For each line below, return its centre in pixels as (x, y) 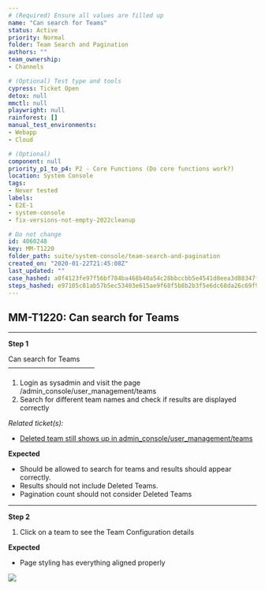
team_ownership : (35, 60)
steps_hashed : (32, 286)
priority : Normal (37, 37)
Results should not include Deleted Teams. (89, 486)
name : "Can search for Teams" (58, 23)
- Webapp (22, 133)
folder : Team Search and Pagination (68, 45)
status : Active (33, 30)
